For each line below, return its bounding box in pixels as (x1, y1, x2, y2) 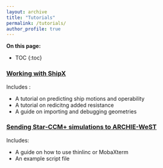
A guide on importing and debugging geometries (15, 107, 137, 115)
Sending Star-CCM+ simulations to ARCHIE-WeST (6, 123, 157, 131)
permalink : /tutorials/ (6, 20, 67, 26)
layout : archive (6, 8, 47, 15)
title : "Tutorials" (6, 15, 56, 21)
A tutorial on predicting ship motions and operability (15, 95, 145, 102)
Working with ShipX (6, 69, 67, 78)
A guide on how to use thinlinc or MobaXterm (15, 148, 128, 155)
